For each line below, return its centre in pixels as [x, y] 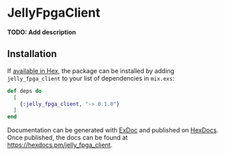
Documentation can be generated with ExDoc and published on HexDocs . [113, 130]
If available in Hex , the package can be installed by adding [91, 70]
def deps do [24, 91]
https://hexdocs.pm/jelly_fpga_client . [60, 145]
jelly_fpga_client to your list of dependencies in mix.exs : [91, 78]
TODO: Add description [42, 32]
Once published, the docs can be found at [68, 138]
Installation [32, 54]
